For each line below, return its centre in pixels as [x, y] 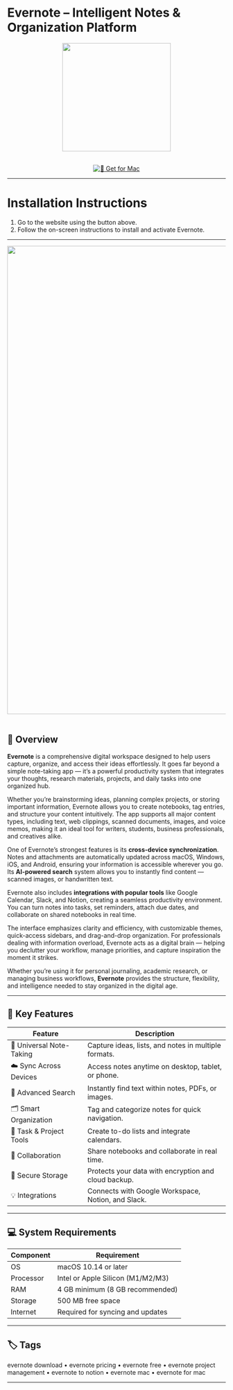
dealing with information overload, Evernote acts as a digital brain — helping [116, 943]
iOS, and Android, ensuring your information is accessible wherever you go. [115, 864]
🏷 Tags [24, 1345]
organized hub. [29, 786]
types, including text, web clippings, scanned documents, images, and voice [116, 821]
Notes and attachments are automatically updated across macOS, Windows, [116, 857]
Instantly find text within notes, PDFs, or [152, 1088]
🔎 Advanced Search [43, 1092]
